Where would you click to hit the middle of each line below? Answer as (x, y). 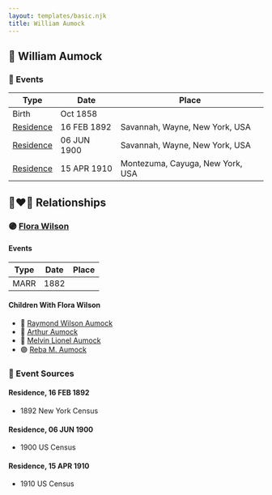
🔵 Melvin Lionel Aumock (60, 340)
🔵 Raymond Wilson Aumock (66, 323)
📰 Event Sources (41, 373)
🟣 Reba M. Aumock (53, 349)
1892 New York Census (59, 411)
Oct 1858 (79, 114)
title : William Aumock (47, 23)
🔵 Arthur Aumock (49, 331)
